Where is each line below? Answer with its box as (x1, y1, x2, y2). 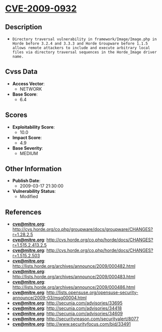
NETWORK (19, 86, 42, 92)
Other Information (5, 165, 62, 173)
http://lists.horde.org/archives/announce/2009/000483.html (12, 274, 135, 280)
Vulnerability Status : (12, 188, 56, 194)
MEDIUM (19, 150, 38, 156)
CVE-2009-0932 (5, 3, 77, 14)
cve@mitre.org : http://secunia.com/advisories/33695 (12, 300, 123, 306)
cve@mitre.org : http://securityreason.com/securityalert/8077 (12, 316, 139, 322)
